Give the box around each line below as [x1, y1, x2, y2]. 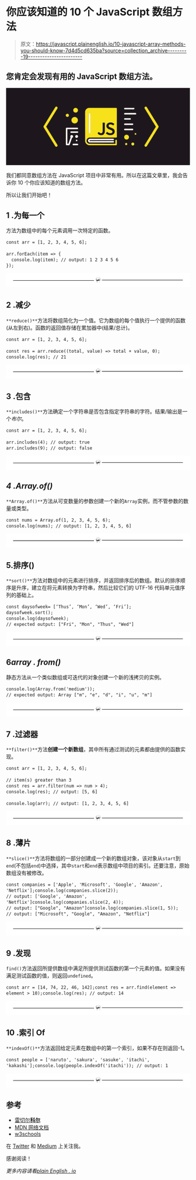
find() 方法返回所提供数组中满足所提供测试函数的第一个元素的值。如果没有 [6, 965, 185, 972]
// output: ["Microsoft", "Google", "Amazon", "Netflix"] [6, 911, 150, 917]
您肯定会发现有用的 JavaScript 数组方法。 [6, 71, 157, 82]
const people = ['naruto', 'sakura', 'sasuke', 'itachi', [6, 1057, 150, 1062]
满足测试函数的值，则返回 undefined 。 [6, 972, 96, 979]
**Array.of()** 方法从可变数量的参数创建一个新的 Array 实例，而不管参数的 [6, 497, 184, 504]
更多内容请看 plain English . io [6, 1168, 76, 1175]
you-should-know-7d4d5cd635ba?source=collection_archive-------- [20, 47, 187, 54]
